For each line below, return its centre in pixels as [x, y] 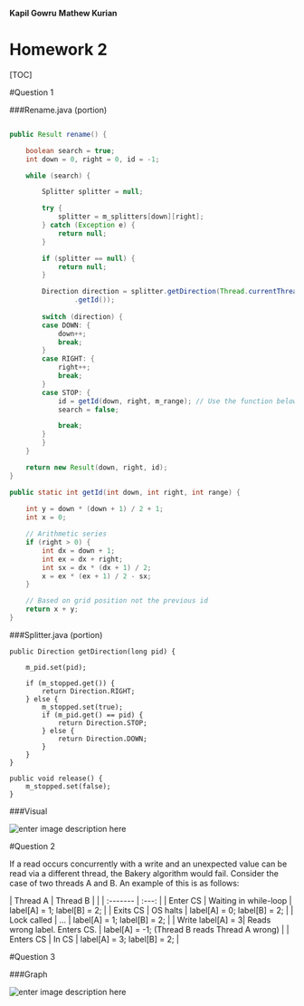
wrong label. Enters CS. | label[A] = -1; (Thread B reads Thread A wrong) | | [149, 929]
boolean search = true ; [71, 150]
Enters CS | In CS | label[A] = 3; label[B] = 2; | [94, 939]
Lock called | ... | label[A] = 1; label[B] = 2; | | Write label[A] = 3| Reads [140, 920]
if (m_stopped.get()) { [71, 683]
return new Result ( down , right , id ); [97, 467]
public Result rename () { [58, 134]
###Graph [28, 974]
